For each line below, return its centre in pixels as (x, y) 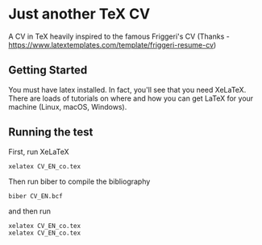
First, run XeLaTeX (39, 152)
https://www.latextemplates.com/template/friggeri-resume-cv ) (112, 44)
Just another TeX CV (79, 14)
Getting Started (48, 71)
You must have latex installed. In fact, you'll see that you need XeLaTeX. (127, 89)
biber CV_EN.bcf (35, 196)
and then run (29, 211)
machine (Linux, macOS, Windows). (68, 106)
